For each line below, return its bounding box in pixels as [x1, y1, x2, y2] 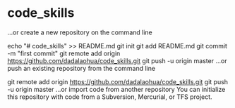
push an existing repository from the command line [7, 64, 156, 72]
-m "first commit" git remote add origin [7, 49, 121, 58]
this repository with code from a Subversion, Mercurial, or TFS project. [7, 93, 213, 101]
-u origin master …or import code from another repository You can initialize [7, 85, 226, 93]
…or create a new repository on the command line [7, 28, 153, 36]
